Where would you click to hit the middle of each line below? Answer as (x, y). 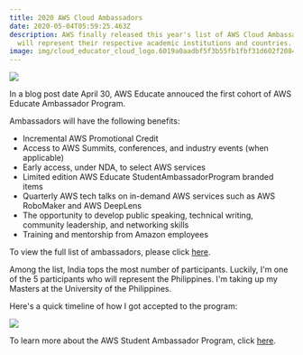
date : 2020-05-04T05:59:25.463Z (70, 26)
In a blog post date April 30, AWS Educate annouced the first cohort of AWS (151, 94)
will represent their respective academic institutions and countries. (155, 43)
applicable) (43, 158)
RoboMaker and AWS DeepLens (82, 206)
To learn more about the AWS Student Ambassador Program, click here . (143, 341)
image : (22, 51)
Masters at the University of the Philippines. (91, 289)
